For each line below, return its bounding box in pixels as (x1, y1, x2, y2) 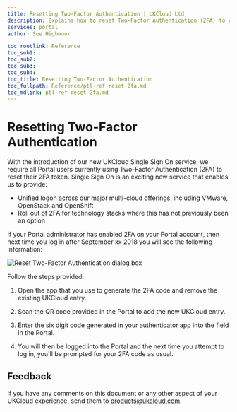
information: (7, 245, 43, 254)
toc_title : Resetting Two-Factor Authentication (7, 76, 153, 83)
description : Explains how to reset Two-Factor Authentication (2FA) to (7, 17, 226, 24)
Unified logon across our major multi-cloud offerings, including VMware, (17, 194, 229, 202)
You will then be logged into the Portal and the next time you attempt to (17, 342, 224, 351)
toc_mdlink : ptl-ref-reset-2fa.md (7, 89, 109, 96)
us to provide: (7, 180, 48, 189)
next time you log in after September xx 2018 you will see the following (7, 237, 213, 246)
